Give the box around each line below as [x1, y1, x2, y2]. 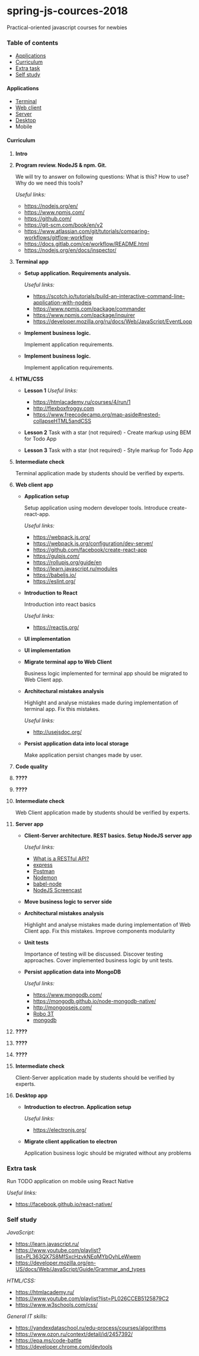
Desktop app [15, 1092, 48, 1099]
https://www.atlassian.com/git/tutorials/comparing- [24, 227, 150, 235]
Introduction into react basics [24, 600, 96, 608]
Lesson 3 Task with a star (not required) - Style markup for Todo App [24, 447, 194, 454]
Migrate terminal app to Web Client [24, 658, 112, 665]
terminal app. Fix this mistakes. [24, 705, 100, 712]
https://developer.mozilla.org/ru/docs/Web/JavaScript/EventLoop [33, 318, 192, 325]
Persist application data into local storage [24, 739, 129, 747]
